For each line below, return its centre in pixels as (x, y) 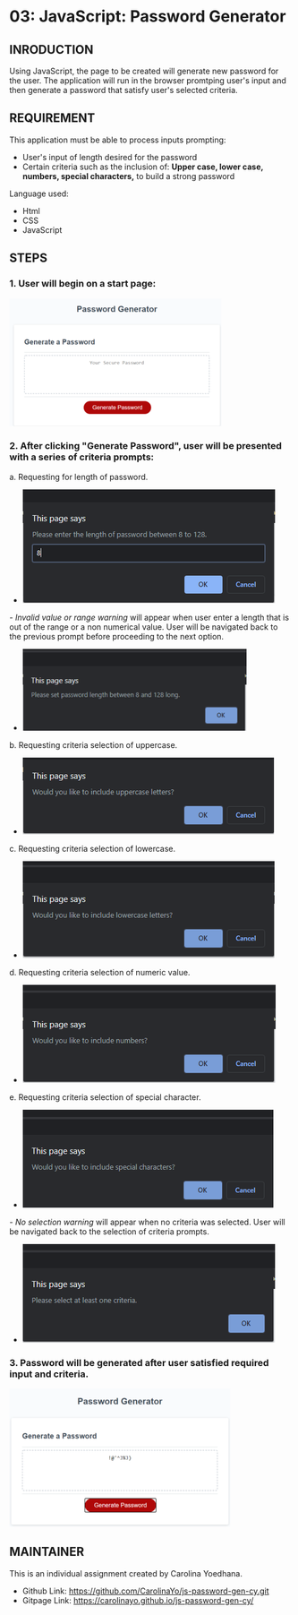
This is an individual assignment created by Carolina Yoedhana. (126, 1573)
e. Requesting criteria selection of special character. (105, 1097)
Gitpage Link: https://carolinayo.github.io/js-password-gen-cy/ (138, 1600)
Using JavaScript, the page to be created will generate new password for (144, 71)
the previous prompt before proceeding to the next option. (117, 636)
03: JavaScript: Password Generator (148, 17)
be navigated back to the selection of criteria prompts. (110, 1231)
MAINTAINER (47, 1552)
